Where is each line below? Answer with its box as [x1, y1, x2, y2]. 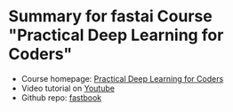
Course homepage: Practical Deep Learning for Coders [20, 73, 224, 84]
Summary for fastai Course [8, 6, 213, 27]
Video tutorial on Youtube [20, 83, 115, 93]
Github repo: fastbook [20, 92, 102, 103]
